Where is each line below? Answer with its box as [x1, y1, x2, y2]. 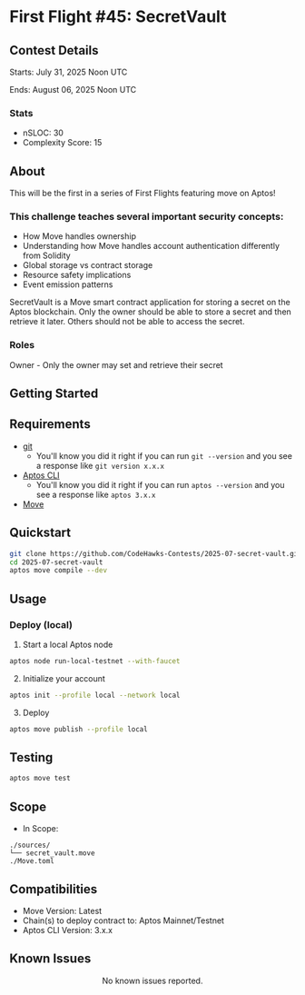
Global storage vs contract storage [22, 260, 153, 271]
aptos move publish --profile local [9, 724, 148, 733]
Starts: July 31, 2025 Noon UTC [9, 66, 128, 77]
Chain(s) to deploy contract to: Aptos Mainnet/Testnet [22, 915, 225, 926]
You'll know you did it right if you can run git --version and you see [35, 450, 293, 461]
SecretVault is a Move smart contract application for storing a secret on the [9, 297, 290, 308]
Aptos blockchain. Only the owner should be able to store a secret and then [9, 306, 292, 317]
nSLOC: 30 [22, 127, 64, 138]
